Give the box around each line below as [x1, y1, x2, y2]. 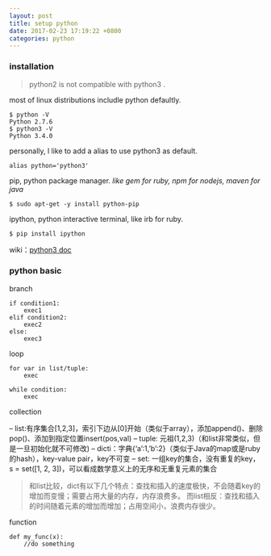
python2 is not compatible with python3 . [28, 79, 166, 89]
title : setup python [9, 19, 79, 27]
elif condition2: [9, 313, 68, 321]
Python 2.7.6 [9, 118, 53, 126]
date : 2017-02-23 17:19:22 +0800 [9, 27, 122, 35]
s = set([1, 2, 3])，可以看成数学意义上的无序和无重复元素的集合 [9, 463, 217, 473]
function [9, 517, 37, 527]
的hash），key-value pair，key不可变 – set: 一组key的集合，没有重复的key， [9, 454, 261, 463]
